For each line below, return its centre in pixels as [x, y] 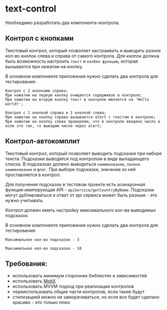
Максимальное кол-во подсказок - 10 [43, 248]
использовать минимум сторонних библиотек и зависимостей [79, 276]
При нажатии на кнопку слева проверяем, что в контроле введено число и [83, 121]
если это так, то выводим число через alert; [53, 126]
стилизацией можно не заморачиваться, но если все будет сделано [86, 297]
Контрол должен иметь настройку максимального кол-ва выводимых [81, 210]
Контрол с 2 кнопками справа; [37, 91]
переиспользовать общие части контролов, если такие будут [78, 292]
